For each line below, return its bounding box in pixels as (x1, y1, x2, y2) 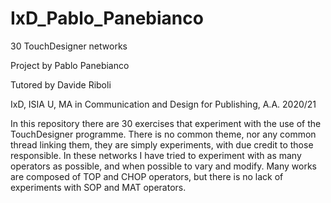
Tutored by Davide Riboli (10, 78, 112, 91)
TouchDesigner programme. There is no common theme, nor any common (10, 128, 317, 140)
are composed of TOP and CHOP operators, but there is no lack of (10, 170, 284, 182)
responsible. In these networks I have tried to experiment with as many (10, 149, 302, 161)
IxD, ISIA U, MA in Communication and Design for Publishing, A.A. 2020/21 (10, 98, 317, 110)
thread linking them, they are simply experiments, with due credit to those (10, 138, 314, 151)
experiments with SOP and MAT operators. (10, 181, 187, 193)
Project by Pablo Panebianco (10, 59, 130, 71)
